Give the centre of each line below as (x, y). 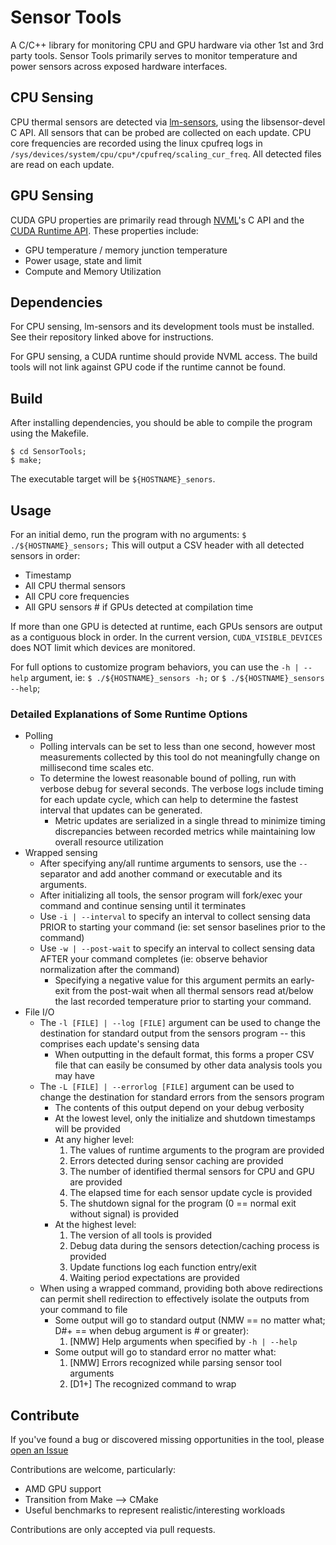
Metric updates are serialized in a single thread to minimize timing (190, 821)
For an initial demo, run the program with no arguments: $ (128, 534)
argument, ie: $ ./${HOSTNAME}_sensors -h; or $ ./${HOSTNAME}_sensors (177, 677)
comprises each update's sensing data (119, 1044)
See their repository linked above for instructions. (112, 337)
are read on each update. (62, 164)
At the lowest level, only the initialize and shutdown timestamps (185, 1118)
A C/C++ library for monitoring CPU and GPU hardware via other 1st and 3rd (167, 45)
